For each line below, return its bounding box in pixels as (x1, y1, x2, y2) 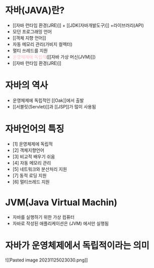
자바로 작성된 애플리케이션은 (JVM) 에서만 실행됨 (12, 220, 109, 226)
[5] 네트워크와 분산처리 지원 (12, 166, 67, 172)
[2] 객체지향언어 (12, 147, 44, 153)
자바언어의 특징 (5, 123, 64, 135)
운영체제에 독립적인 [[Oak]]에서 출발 (12, 97, 84, 103)
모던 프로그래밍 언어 (12, 28, 52, 34)
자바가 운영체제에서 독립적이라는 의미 (5, 240, 149, 251)
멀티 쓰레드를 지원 (12, 47, 48, 53)
